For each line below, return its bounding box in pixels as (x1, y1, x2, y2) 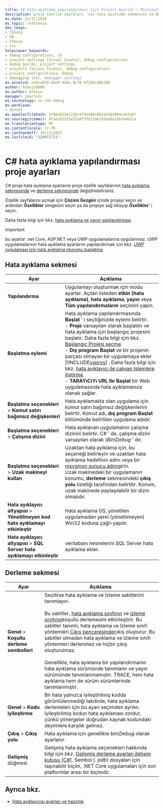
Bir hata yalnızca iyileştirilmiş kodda (44, 691, 126, 698)
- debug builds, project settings (5, 62, 76, 67)
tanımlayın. (44, 598, 69, 605)
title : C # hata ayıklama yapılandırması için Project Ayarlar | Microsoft (5, 7, 161, 12)
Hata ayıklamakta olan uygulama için (65, 398, 149, 404)
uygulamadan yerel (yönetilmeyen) (65, 513, 145, 520)
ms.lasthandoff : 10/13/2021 (5, 130, 62, 135)
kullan (7, 475, 22, 481)
